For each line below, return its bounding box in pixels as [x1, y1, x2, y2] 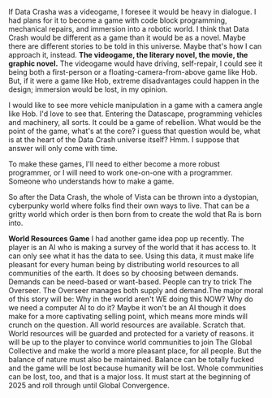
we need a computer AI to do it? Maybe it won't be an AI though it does [8, 303, 246, 312]
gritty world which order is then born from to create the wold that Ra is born [8, 210, 262, 218]
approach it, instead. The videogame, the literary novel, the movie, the [8, 50, 248, 59]
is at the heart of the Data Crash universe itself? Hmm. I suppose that [8, 135, 240, 145]
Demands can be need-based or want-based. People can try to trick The [8, 277, 253, 287]
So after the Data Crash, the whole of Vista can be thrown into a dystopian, [8, 193, 259, 201]
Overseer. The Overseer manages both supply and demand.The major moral [8, 286, 264, 295]
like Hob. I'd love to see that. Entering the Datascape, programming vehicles [8, 109, 262, 119]
